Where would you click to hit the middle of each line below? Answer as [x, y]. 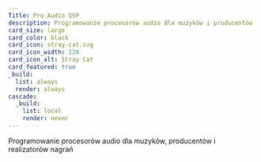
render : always [40, 89]
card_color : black [38, 38]
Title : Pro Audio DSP [44, 15]
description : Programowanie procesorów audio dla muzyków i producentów [130, 23]
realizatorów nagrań [41, 149]
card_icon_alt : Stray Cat [51, 60]
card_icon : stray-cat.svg [51, 45]
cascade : [23, 96]
